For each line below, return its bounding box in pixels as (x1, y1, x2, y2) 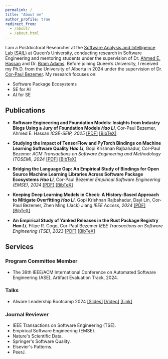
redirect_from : (5, 21, 37, 27)
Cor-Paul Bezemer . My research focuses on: (5, 71, 97, 77)
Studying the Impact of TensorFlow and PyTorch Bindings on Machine (12, 140, 161, 146)
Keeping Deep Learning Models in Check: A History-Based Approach (12, 192, 159, 198)
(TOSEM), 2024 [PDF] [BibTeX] (12, 156, 77, 162)
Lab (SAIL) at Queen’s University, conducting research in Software (5, 50, 142, 56)
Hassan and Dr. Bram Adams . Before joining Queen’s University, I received (5, 61, 158, 66)
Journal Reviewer (5, 311, 49, 318)
